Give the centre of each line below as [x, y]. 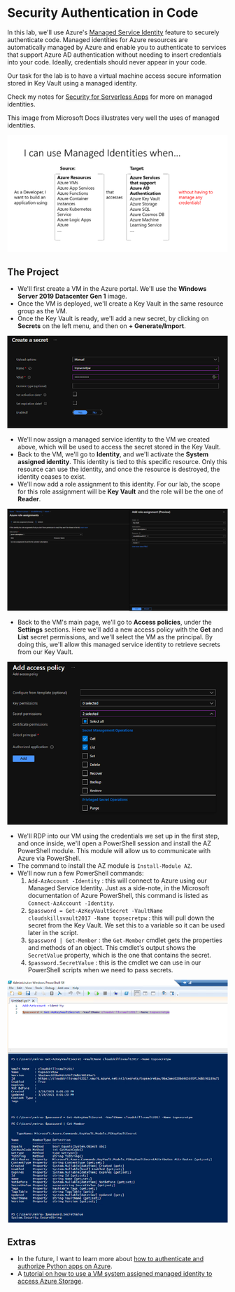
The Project [33, 272]
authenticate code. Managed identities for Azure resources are [98, 39]
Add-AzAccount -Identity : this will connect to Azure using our [117, 880]
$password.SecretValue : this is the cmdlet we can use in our [114, 963]
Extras [22, 1242]
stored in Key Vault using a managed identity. [72, 83]
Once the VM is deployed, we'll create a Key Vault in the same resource [120, 304]
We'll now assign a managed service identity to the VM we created [113, 440]
